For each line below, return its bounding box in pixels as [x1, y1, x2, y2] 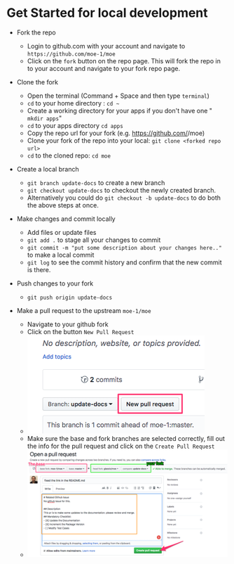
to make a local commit [27, 250, 95, 259]
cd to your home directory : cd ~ [27, 98, 120, 107]
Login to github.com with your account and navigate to [27, 41, 186, 50]
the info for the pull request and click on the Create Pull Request [27, 442, 215, 450]
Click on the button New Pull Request [27, 327, 135, 335]
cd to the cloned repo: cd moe [27, 151, 111, 160]
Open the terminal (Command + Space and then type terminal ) [27, 91, 209, 100]
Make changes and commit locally [16, 214, 116, 223]
